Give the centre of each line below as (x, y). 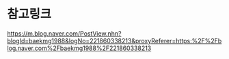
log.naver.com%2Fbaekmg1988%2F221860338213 (79, 48)
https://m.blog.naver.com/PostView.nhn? (64, 33)
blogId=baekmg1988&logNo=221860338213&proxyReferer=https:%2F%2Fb (114, 40)
